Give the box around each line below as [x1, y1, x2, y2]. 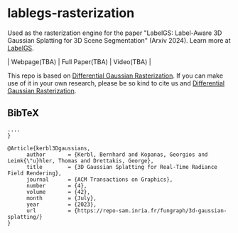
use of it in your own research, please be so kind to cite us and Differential [7, 78, 225, 87]
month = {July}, [26, 195, 97, 202]
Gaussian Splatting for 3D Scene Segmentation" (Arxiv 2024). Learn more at [7, 36, 231, 44]
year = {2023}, [26, 201, 97, 208]
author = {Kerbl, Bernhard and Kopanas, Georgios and [26, 151, 208, 158]
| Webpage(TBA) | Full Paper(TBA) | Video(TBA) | [7, 57, 151, 66]
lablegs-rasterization [7, 5, 135, 21]
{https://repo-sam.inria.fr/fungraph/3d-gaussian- [74, 207, 227, 214]
